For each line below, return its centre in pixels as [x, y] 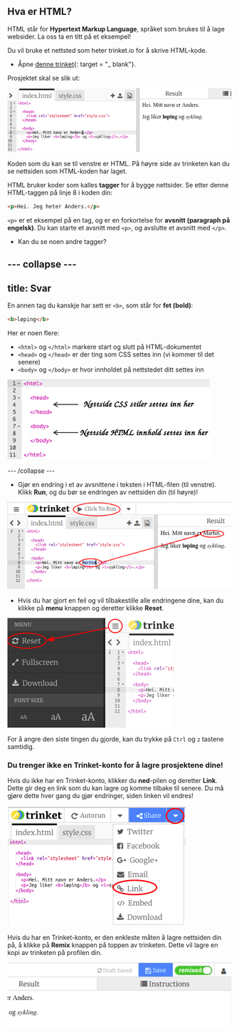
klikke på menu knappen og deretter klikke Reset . [91, 608]
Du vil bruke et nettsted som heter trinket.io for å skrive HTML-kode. [107, 50]
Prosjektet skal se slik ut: [44, 78]
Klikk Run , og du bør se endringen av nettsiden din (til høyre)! [107, 492]
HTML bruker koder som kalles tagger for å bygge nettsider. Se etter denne [118, 185]
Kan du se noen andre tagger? [62, 242]
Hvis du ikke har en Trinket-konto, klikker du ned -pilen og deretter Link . [113, 781]
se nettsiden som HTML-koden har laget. [68, 171]
